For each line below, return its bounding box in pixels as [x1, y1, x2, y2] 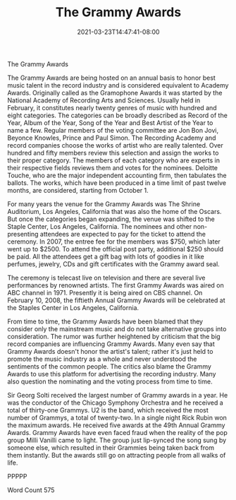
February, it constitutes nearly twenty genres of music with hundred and [7, 103, 217, 112]
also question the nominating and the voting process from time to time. [7, 377, 213, 386]
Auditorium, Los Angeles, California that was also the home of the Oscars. [7, 207, 222, 215]
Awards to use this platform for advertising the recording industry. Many [7, 369, 216, 378]
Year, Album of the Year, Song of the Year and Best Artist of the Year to [7, 118, 213, 127]
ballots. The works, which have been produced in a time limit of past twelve [7, 178, 227, 187]
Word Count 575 [7, 485, 55, 494]
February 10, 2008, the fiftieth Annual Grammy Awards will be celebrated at [7, 296, 225, 304]
